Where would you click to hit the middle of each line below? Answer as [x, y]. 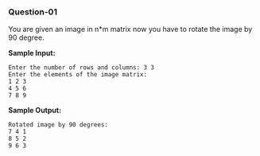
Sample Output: [35, 111]
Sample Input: [32, 53]
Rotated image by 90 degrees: [58, 125]
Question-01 [33, 12]
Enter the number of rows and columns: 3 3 [81, 68]
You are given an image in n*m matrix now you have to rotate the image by [130, 29]
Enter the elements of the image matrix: [78, 75]
